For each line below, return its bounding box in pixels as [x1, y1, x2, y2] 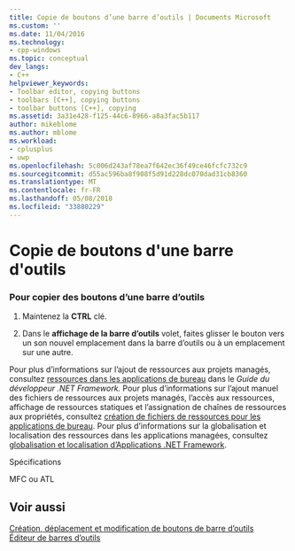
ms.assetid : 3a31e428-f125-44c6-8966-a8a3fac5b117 [9, 112, 200, 120]
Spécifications [9, 457, 62, 468]
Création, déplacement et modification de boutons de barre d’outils [9, 524, 254, 534]
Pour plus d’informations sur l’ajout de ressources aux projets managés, [9, 364, 271, 375]
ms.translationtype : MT [9, 178, 97, 187]
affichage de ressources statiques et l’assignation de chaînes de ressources [9, 402, 287, 413]
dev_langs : [9, 63, 50, 72]
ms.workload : [9, 136, 58, 145]
